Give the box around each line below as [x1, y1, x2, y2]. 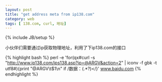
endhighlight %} [5, 71, 38, 77]
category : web [5, 16, 35, 21]
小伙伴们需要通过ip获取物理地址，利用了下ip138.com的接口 [5, 45, 126, 51]
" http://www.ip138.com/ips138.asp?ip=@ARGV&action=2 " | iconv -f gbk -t [5, 60, 157, 66]
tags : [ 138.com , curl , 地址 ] [5, 21, 66, 26]
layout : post [5, 7, 32, 12]
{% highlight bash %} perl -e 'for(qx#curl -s [5, 55, 95, 61]
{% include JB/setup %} [5, 35, 55, 41]
